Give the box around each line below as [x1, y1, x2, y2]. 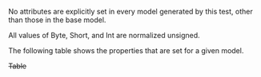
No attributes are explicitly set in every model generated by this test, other [8, 7, 254, 16]
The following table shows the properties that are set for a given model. [8, 46, 244, 55]
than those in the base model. [8, 15, 106, 25]
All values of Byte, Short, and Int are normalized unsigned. [8, 31, 200, 40]
